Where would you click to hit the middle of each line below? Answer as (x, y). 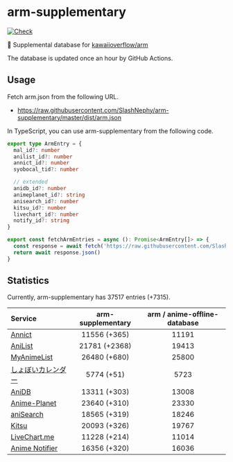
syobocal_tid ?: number (46, 170)
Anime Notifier (34, 448)
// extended (31, 182)
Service (24, 318)
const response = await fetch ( (59, 246)
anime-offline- (193, 314)
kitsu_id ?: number (40, 208)
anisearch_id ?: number (46, 201)
